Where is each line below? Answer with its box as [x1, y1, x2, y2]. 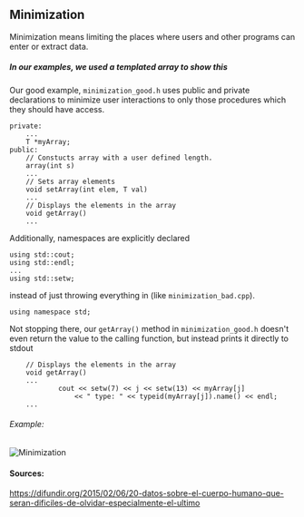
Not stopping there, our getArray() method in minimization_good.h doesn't [9, 323, 289, 334]
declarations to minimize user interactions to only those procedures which [9, 94, 287, 105]
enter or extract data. [9, 41, 89, 52]
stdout [9, 342, 34, 353]
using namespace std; [9, 307, 92, 317]
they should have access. [9, 103, 105, 114]
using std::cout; [9, 249, 75, 259]
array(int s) [25, 161, 75, 171]
